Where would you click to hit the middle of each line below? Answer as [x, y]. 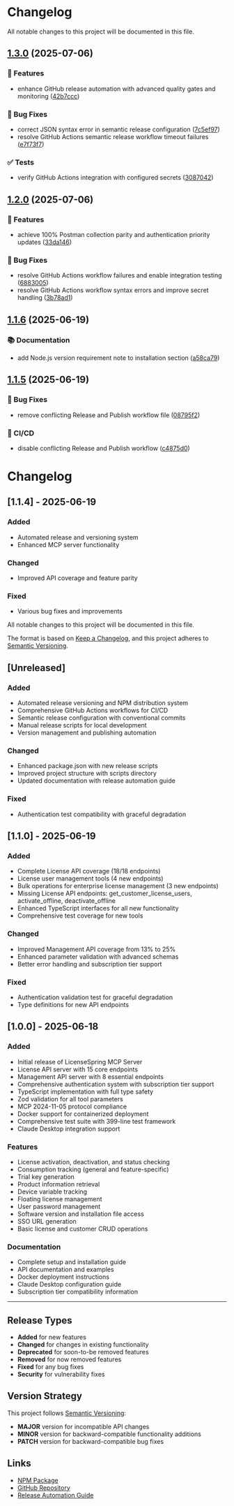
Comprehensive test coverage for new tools [80, 915]
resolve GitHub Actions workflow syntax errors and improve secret [113, 290]
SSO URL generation [47, 1221]
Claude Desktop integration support [69, 1129]
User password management [59, 1206]
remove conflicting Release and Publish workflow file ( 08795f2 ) [109, 415]
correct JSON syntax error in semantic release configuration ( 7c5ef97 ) [119, 129]
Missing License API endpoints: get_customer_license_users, [105, 893]
